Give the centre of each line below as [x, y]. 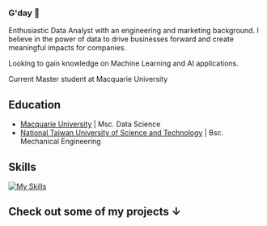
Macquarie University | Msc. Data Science [90, 124]
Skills [22, 166]
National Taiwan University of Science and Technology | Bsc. [122, 133]
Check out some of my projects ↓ [95, 212]
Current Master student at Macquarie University [88, 79]
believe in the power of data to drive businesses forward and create [121, 39]
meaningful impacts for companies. [68, 48]
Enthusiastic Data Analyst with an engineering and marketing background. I [133, 31]
